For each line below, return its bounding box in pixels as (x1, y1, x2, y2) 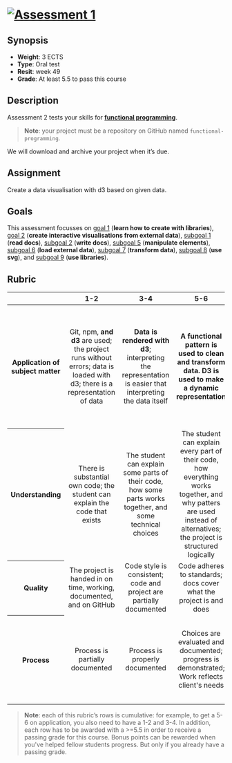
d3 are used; (71, 336, 113, 346)
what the (186, 587, 215, 597)
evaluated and (178, 637, 224, 647)
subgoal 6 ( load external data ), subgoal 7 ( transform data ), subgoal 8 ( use (7, 246, 222, 254)
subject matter (11, 366, 61, 376)
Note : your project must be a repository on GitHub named (23, 126, 188, 135)
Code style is (124, 561, 167, 571)
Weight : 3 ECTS (17, 53, 64, 61)
